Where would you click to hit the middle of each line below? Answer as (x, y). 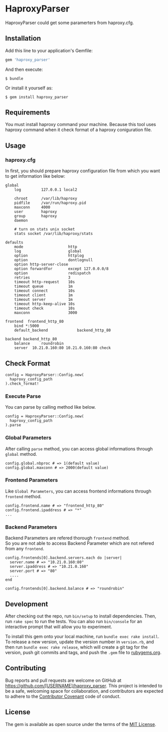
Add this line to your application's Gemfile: (49, 50)
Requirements (28, 113)
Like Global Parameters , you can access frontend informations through (78, 491)
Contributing (26, 668)
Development (27, 604)
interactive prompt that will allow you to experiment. (59, 627)
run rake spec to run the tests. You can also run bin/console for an (74, 621)
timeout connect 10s (45, 291)
